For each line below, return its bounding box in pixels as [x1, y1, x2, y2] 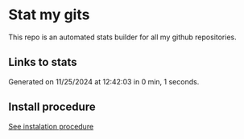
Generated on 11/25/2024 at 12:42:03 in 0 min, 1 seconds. [8, 76, 200, 86]
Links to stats [8, 55, 77, 69]
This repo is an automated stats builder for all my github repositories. [8, 32, 237, 42]
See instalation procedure [8, 121, 94, 131]
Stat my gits [8, 6, 90, 24]
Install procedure [8, 100, 96, 114]
